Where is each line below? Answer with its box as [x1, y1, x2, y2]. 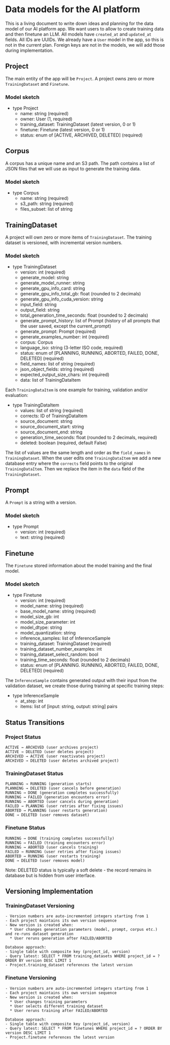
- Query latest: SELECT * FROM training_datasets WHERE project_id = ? [5, 954, 160, 959]
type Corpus [12, 190, 39, 196]
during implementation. [5, 47, 54, 53]
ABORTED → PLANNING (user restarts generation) [5, 808, 108, 813]
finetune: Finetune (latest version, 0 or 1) [20, 127, 105, 133]
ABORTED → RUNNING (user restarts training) [5, 854, 101, 859]
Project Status [5, 733, 42, 740]
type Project [12, 105, 39, 111]
